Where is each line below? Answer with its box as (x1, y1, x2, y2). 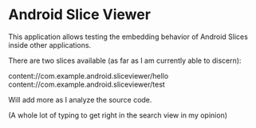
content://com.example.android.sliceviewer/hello (8, 71, 169, 80)
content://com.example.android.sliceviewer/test (8, 80, 165, 89)
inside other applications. (8, 40, 92, 49)
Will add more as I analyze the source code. (8, 95, 152, 104)
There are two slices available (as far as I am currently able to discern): (8, 56, 242, 65)
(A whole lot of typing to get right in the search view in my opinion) (8, 110, 228, 120)
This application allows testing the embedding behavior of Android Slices (8, 32, 249, 41)
